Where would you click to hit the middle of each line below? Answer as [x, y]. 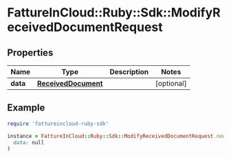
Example [26, 108]
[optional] [171, 83]
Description [129, 72]
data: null [29, 142]
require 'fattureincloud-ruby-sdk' [58, 124]
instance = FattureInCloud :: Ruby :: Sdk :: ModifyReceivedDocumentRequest [110, 136]
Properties [30, 53]
